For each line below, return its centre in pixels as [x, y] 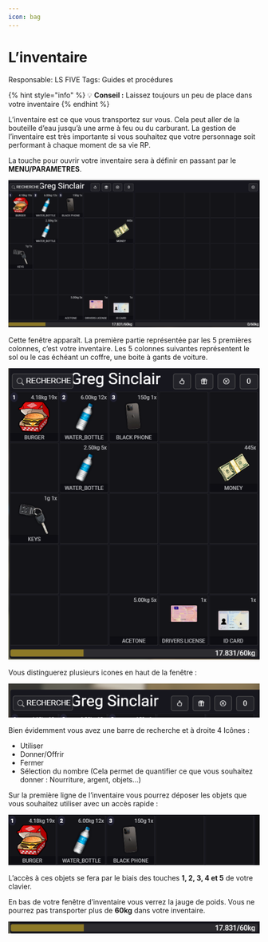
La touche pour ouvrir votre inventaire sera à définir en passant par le [122, 160]
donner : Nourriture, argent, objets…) [81, 780]
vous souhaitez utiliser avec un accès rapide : [83, 804]
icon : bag [25, 17]
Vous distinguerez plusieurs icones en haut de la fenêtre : [103, 673]
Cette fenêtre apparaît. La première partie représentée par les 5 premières [130, 340]
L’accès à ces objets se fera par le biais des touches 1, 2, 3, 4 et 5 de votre [131, 877]
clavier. [20, 886]
